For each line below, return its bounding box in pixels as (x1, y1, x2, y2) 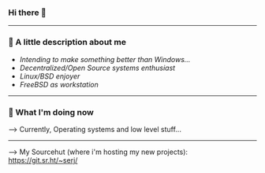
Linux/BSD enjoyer (19, 71, 80, 81)
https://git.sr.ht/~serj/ (8, 155, 78, 164)
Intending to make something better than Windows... (19, 54, 191, 64)
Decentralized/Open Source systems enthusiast (19, 63, 176, 72)
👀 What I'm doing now (8, 106, 95, 117)
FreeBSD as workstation (19, 79, 99, 89)
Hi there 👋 (8, 7, 47, 18)
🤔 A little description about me (8, 37, 126, 48)
